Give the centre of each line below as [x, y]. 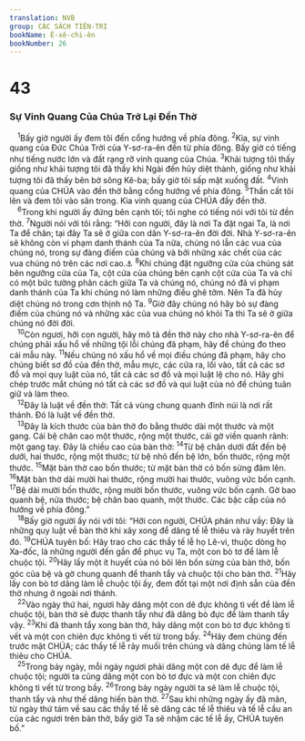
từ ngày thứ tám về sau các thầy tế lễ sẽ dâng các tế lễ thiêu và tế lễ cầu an [151, 708]
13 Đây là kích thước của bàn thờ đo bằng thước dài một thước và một [146, 425]
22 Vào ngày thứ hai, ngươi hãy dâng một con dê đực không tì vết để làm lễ [156, 603]
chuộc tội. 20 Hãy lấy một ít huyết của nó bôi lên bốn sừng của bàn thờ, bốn [150, 561]
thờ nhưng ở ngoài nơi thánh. [64, 592]
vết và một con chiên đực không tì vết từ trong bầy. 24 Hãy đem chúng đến [148, 636]
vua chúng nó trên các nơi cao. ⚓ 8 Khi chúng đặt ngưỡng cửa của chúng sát [152, 262]
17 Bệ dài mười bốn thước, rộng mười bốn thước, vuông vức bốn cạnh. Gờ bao [153, 489]
